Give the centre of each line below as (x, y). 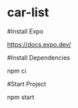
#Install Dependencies (39, 57)
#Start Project (27, 84)
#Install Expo (25, 31)
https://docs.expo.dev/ (39, 44)
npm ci (17, 71)
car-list (28, 13)
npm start (21, 97)
